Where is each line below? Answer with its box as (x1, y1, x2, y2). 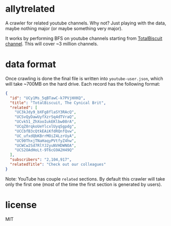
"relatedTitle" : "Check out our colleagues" (10, 162, 106, 167)
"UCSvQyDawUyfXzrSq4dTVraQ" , (14, 114, 77, 120)
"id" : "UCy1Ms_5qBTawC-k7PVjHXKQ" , (10, 95, 86, 101)
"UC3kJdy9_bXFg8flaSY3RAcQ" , (14, 110, 77, 115)
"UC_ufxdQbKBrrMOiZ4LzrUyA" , (14, 133, 77, 138)
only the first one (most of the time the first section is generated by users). (5, 181, 162, 187)
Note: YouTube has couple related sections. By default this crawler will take (5, 175, 165, 182)
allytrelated (5, 3, 55, 15)
